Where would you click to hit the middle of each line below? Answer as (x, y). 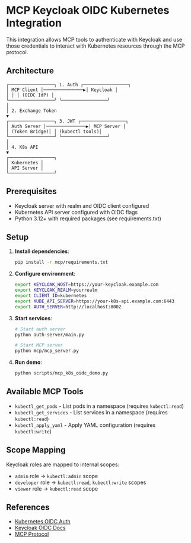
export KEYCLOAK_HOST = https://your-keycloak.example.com (87, 285)
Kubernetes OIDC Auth (43, 522)
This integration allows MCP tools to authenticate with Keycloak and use (94, 39)
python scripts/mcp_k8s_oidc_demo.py (61, 373)
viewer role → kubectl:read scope (56, 488)
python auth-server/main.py (49, 335)
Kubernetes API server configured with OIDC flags (76, 212)
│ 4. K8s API (22, 147)
